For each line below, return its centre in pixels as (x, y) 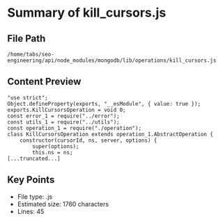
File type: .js (35, 197)
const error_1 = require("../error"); (63, 116)
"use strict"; (28, 98)
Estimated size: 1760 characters (63, 204)
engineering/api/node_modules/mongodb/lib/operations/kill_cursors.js (112, 60)
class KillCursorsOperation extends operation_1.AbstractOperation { (110, 134)
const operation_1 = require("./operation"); (74, 128)
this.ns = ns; (53, 152)
